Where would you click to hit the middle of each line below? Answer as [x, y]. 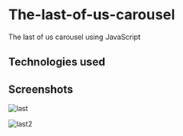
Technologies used [57, 62]
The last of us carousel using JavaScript [75, 37]
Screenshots [41, 89]
